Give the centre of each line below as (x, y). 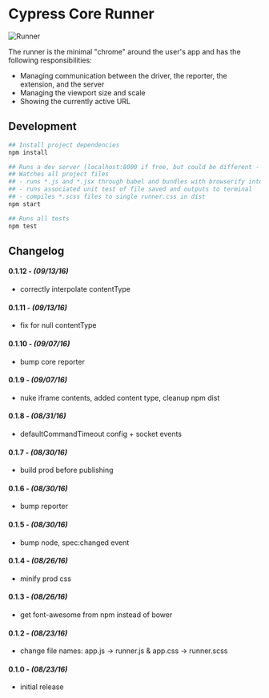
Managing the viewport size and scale (82, 92)
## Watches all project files (59, 174)
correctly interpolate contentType (75, 289)
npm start (25, 204)
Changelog (36, 250)
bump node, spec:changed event (74, 543)
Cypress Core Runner (81, 14)
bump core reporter (52, 361)
